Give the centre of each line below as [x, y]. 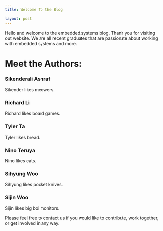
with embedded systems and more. [41, 43]
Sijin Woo [17, 198]
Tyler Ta [15, 126]
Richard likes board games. [33, 114]
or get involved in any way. [32, 223]
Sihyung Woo [21, 173]
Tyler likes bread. [23, 137]
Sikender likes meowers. [30, 89]
